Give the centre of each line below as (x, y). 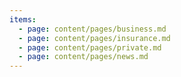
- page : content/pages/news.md (83, 57)
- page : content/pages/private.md (90, 47)
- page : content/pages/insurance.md (94, 38)
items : (23, 19)
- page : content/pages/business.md (92, 29)
